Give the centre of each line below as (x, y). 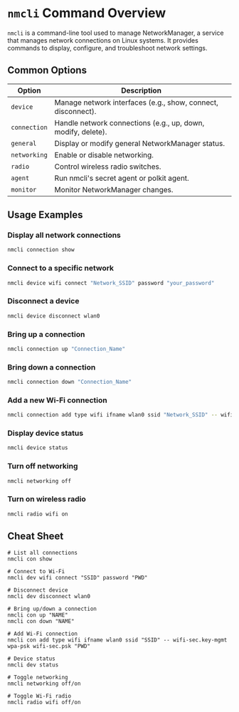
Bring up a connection (46, 334)
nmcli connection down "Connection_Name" (70, 382)
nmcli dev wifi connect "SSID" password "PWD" (78, 577)
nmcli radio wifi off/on (44, 702)
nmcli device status (38, 448)
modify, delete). (81, 132)
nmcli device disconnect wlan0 (54, 316)
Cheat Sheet (36, 536)
